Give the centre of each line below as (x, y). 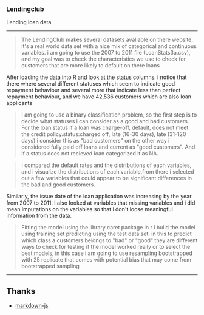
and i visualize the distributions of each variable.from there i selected (107, 172)
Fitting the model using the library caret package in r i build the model (108, 228)
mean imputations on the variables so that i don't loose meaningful (90, 209)
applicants (19, 103)
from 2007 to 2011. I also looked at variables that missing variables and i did (101, 203)
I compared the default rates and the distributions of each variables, (106, 165)
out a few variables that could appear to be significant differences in (107, 178)
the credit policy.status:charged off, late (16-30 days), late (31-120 (104, 134)
